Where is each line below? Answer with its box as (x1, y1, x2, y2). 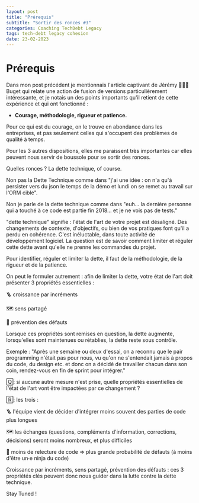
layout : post (6, 8, 38, 15)
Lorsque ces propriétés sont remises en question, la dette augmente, (6, 330, 175, 337)
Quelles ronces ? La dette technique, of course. (6, 165, 122, 172)
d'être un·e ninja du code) (6, 454, 69, 462)
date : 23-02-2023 (6, 36, 49, 42)
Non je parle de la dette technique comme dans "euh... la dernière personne (6, 200, 192, 207)
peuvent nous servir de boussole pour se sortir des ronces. (6, 153, 151, 161)
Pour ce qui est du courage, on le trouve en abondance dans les (6, 123, 163, 130)
